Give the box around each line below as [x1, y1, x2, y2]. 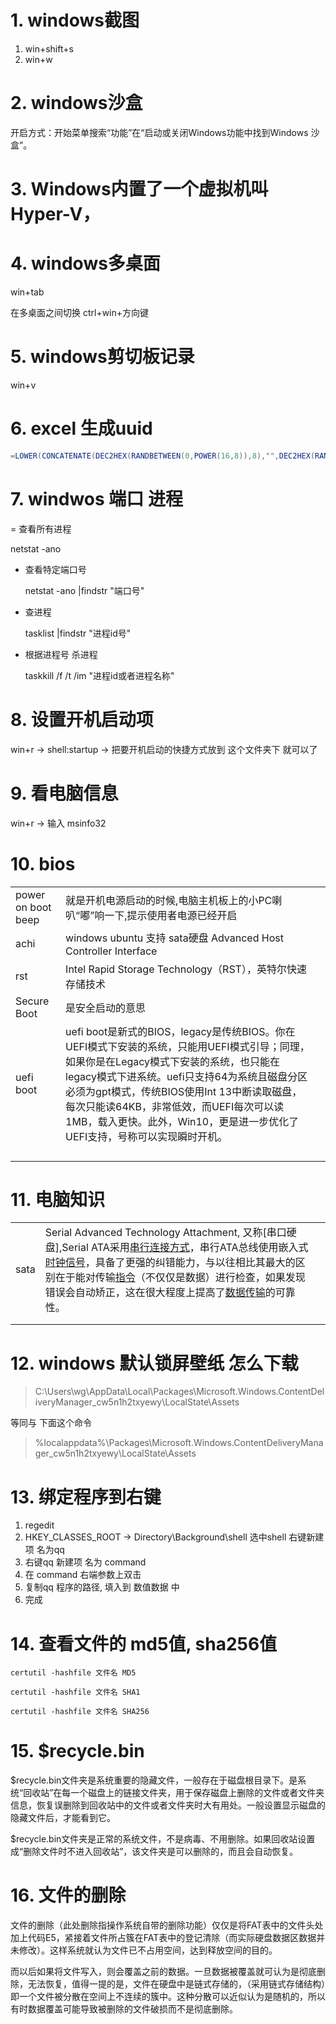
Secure [15, 994, 50, 1008]
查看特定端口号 [24, 563, 87, 575]
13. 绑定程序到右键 [10, 1486, 162, 1508]
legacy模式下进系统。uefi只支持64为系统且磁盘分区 [65, 1069, 308, 1083]
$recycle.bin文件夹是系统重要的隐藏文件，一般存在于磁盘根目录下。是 [10, 1774, 298, 1786]
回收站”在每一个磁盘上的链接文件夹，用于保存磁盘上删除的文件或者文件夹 [23, 1787, 325, 1799]
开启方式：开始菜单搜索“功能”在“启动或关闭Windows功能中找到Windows [10, 126, 309, 138]
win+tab [10, 286, 45, 298]
